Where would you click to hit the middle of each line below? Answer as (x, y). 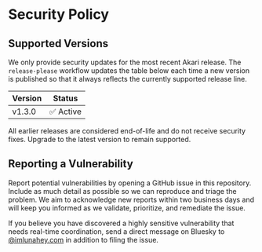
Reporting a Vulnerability (71, 164)
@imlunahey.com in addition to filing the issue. (84, 239)
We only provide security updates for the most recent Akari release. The (125, 62)
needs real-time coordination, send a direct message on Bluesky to (116, 231)
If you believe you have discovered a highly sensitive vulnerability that (121, 223)
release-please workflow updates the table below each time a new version (129, 71)
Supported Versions (58, 44)
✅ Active (66, 111)
